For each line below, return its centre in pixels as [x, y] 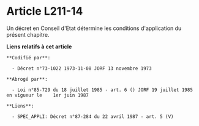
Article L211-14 [45, 11]
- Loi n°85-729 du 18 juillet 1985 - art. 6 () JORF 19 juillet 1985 [102, 90]
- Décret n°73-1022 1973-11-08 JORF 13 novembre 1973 [82, 69]
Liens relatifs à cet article [39, 46]
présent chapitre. [28, 34]
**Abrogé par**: [27, 79]
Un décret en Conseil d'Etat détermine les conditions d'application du [94, 28]
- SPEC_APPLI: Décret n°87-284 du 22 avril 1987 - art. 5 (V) [93, 117]
